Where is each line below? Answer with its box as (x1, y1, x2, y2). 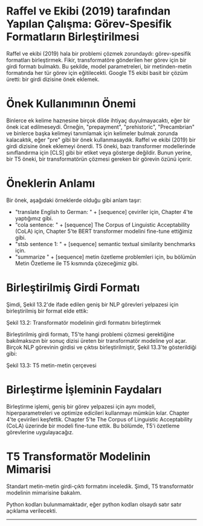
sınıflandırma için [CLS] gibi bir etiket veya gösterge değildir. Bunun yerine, (6, 149, 192, 156)
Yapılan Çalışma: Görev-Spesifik (6, 17, 172, 31)
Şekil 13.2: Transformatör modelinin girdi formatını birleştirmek (6, 319, 161, 326)
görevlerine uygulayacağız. (6, 428, 74, 436)
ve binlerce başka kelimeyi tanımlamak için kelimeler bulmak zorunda (6, 129, 178, 137)
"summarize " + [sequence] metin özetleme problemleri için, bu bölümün (14, 253, 196, 261)
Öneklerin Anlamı (6, 177, 95, 190)
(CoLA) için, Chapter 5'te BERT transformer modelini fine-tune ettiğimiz (14, 227, 193, 235)
